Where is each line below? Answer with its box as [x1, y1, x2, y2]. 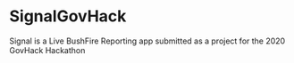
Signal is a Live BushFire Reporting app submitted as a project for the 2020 [9, 35, 286, 46]
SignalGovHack [9, 6, 127, 27]
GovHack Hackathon [9, 44, 86, 55]
